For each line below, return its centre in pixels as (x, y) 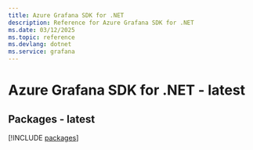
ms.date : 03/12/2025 (42, 30)
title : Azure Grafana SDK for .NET (66, 15)
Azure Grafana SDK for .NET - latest (127, 90)
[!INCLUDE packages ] (43, 138)
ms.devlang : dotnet (40, 45)
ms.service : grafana (42, 52)
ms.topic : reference (42, 37)
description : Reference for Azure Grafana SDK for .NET (101, 23)
